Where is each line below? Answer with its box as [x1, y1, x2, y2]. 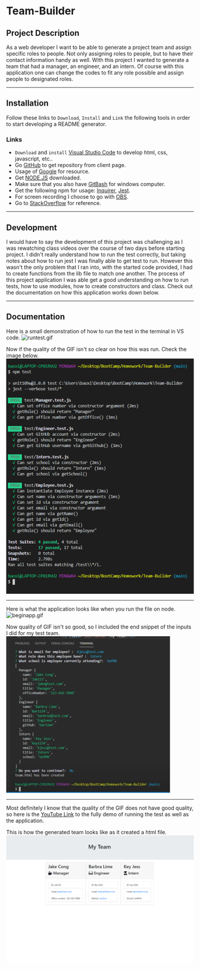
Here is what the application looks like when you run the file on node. [6, 605, 176, 612]
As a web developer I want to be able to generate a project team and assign [6, 44, 192, 51]
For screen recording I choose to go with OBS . [14, 193, 129, 200]
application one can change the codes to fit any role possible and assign [6, 69, 185, 76]
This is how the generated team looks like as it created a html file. [6, 828, 167, 835]
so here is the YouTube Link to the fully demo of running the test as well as [6, 810, 189, 818]
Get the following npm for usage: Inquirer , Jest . [14, 187, 131, 194]
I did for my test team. [6, 629, 60, 636]
